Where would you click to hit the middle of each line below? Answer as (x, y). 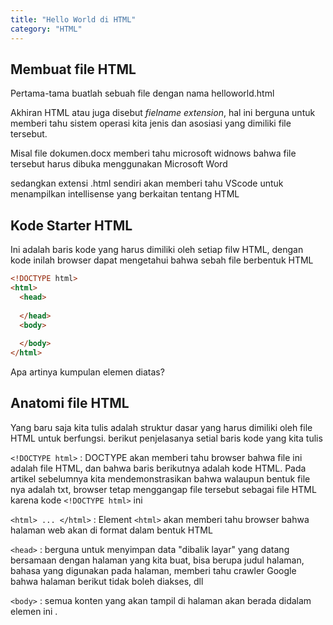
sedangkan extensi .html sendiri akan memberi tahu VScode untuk (147, 183)
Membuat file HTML (73, 69)
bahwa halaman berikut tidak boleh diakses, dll (107, 581)
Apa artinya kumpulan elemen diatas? (87, 372)
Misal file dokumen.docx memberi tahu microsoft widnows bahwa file (153, 153)
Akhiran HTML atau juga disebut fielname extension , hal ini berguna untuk (163, 113)
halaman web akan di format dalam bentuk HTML (111, 530)
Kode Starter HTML (71, 225)
